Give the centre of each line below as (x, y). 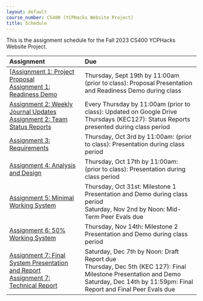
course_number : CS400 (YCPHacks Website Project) (70, 18)
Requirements (29, 148)
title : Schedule (27, 23)
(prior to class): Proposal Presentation (138, 83)
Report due (100, 259)
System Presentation (39, 263)
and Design (25, 173)
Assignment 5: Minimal (42, 198)
